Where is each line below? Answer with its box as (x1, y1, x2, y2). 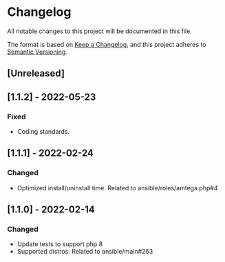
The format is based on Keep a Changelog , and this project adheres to (7, 40, 206, 48)
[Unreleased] (7, 68, 65, 79)
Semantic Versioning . (7, 48, 67, 56)
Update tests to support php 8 (17, 240, 103, 248)
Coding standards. (17, 128, 70, 136)
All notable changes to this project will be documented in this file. (7, 27, 193, 35)
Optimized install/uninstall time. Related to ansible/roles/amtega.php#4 (17, 183, 218, 192)
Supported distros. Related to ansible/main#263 (17, 248, 153, 256)
